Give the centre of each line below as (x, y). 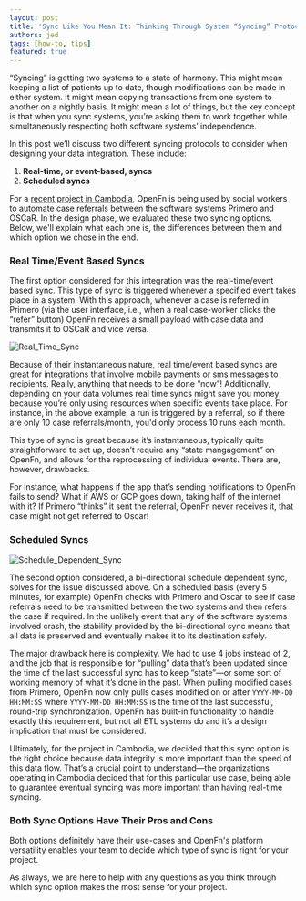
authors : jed (34, 35)
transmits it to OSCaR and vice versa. (79, 329)
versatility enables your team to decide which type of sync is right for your (149, 850)
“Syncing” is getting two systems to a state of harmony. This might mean (146, 78)
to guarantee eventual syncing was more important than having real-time (146, 787)
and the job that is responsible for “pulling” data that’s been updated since (148, 663)
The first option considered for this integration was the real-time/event (142, 281)
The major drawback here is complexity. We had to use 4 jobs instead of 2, (150, 653)
